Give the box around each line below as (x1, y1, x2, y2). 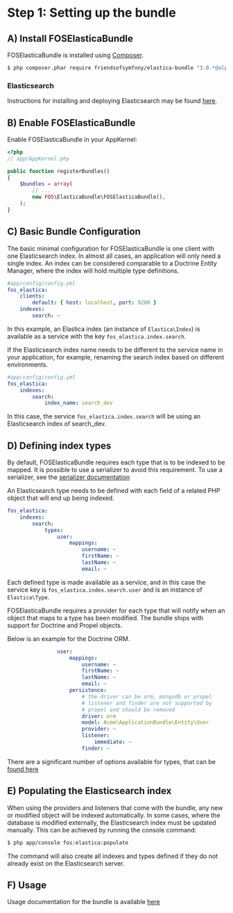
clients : (19, 293, 45, 300)
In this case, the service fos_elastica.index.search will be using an (7, 412, 201, 421)
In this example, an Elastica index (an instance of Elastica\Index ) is (7, 325, 200, 333)
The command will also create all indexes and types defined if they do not (7, 852, 218, 860)
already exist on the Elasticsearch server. (7, 859, 125, 867)
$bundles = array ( (19, 181, 73, 188)
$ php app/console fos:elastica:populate (7, 839, 129, 846)
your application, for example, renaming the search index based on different (7, 353, 224, 361)
